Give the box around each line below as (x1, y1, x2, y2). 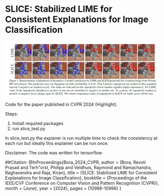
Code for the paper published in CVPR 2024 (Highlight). (5, 101, 117, 107)
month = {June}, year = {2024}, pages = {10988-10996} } (5, 185, 121, 192)
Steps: (5, 111, 18, 117)
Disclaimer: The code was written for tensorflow (5, 150, 102, 156)
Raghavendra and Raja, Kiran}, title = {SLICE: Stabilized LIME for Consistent (5, 170, 158, 176)
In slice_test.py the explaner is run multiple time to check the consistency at (5, 135, 158, 141)
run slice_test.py (12, 126, 46, 132)
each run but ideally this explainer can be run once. (5, 141, 109, 147)
